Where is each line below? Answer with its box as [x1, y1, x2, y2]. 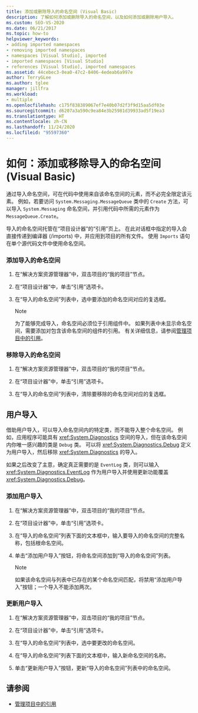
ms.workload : [6, 91, 38, 97]
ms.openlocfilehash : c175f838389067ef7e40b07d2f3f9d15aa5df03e [6, 102, 165, 108]
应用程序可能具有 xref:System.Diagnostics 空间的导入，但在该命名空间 [16, 434, 187, 441]
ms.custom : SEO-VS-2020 [6, 20, 65, 25]
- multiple [6, 96, 33, 102]
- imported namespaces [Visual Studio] [6, 58, 104, 64]
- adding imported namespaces [6, 42, 81, 48]
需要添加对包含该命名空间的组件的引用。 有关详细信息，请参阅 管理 [25, 327, 187, 334]
